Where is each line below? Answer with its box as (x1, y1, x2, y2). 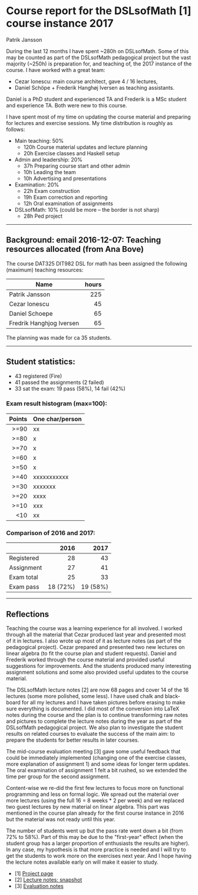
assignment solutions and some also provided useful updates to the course (6, 668, 189, 676)
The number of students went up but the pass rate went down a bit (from (6, 827, 183, 834)
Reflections (6, 609, 49, 619)
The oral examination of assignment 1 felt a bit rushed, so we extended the (6, 766, 187, 773)
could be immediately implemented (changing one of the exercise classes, (6, 754, 187, 761)
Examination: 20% (14, 181, 60, 188)
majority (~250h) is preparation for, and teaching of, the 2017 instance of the (6, 60, 192, 67)
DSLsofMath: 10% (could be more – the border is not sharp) (14, 206, 160, 213)
